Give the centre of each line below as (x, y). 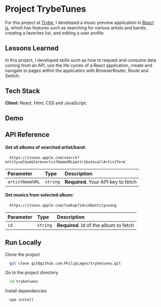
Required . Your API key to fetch (101, 182)
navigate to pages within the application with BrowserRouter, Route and (77, 70)
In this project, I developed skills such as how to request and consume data (81, 60)
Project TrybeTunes (46, 9)
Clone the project (22, 254)
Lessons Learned (32, 48)
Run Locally (23, 243)
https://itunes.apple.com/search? (44, 157)
